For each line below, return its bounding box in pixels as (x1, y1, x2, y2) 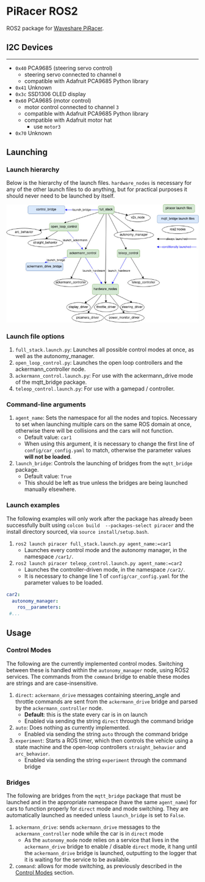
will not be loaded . (24, 453, 72, 460)
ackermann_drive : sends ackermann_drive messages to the (15, 823, 160, 831)
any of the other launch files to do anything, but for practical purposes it (6, 185, 187, 193)
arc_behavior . (15, 750, 50, 757)
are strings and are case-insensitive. (6, 679, 98, 687)
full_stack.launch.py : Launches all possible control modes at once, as (15, 346, 194, 353)
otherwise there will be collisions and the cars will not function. (15, 427, 174, 435)
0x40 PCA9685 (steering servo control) (15, 64, 113, 72)
